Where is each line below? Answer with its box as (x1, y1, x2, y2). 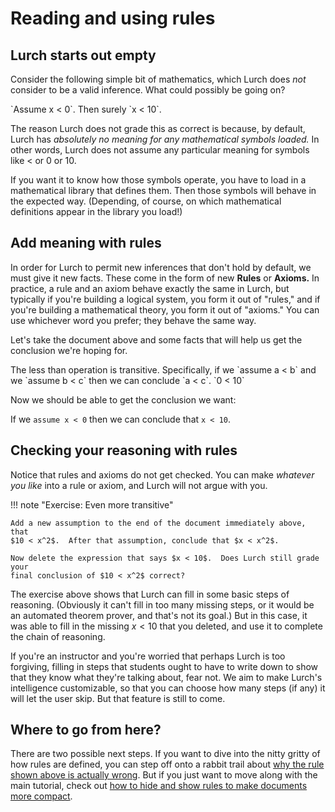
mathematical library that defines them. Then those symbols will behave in (10, 185, 317, 196)
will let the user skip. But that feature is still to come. (10, 692, 226, 704)
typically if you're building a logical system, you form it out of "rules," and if (10, 293, 321, 305)
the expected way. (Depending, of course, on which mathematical (10, 195, 282, 207)
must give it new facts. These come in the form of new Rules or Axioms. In (10, 272, 320, 284)
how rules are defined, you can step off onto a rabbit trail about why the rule (10, 758, 325, 771)
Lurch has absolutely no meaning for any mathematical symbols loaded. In (10, 133, 320, 145)
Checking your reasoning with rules (10, 442, 238, 459)
